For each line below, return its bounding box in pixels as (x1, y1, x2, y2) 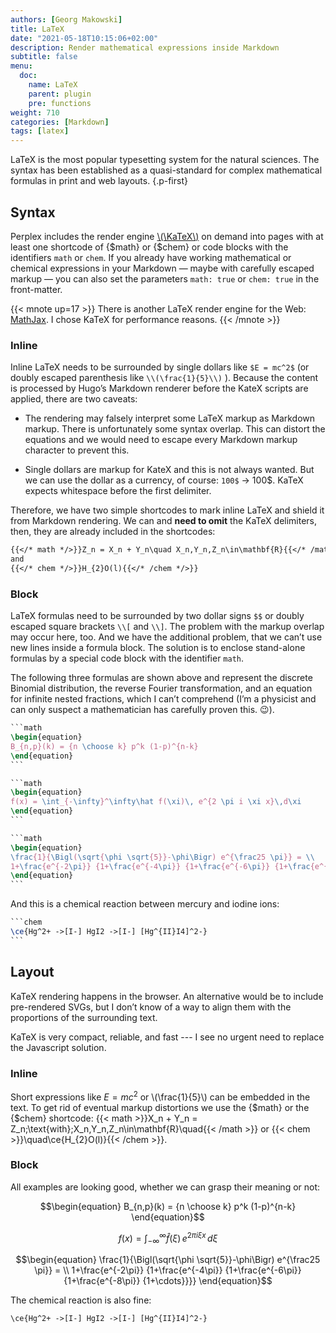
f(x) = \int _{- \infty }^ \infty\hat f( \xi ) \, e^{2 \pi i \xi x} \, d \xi (10, 797, 302, 807)
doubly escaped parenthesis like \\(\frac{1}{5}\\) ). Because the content (10, 372, 319, 384)
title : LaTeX (10, 24, 65, 34)
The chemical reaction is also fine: (10, 1294, 152, 1306)
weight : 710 (10, 107, 60, 118)
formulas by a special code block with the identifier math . (10, 652, 245, 665)
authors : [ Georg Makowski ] (10, 14, 123, 25)
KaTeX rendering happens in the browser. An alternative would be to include (10, 990, 324, 1002)
